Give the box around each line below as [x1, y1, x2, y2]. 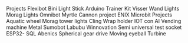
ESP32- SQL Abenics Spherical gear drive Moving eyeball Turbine [6, 30, 166, 37]
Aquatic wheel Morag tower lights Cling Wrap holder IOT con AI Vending [6, 18, 182, 24]
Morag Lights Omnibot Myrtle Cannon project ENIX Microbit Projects [6, 11, 173, 18]
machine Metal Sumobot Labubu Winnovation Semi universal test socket [6, 24, 182, 31]
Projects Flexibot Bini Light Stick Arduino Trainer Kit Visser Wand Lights [6, 5, 180, 12]
